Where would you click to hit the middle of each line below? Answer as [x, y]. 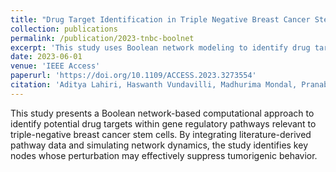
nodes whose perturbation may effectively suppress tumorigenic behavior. [164, 155]
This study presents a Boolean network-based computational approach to [162, 113]
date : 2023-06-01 [46, 57]
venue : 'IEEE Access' [55, 66]
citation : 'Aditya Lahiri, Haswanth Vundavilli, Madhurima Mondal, [154, 85]
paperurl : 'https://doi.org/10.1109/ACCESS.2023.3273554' [133, 76]
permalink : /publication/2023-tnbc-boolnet [102, 38]
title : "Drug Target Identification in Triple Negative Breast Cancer [160, 19]
